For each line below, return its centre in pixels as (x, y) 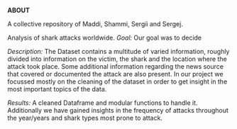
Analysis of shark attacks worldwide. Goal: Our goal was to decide (105, 38)
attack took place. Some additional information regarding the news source (115, 66)
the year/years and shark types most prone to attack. (85, 118)
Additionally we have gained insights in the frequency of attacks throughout (118, 110)
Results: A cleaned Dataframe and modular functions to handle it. (103, 103)
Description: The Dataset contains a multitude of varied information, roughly (118, 51)
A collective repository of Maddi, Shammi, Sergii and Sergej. (95, 24)
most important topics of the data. (57, 89)
